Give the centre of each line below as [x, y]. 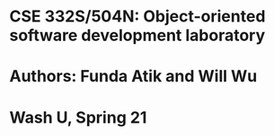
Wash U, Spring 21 [78, 117]
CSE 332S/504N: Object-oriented [137, 17]
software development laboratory [137, 35]
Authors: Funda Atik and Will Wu [133, 76]
